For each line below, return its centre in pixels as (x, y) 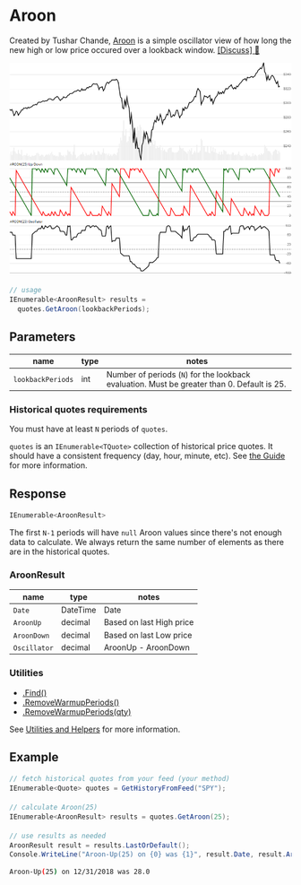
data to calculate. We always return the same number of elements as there (147, 542)
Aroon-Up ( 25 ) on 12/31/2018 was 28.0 (80, 872)
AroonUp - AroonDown (147, 647)
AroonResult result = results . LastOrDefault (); (100, 845)
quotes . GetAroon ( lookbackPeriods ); (84, 309)
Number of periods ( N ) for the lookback (178, 374)
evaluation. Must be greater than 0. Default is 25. (196, 384)
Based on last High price (149, 622)
